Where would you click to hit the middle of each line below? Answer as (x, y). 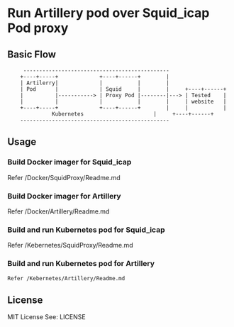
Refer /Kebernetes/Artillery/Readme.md (66, 278)
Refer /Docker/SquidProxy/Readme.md (64, 177)
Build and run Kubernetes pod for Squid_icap (86, 230)
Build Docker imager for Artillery (65, 196)
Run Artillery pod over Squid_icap (108, 13)
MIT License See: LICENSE (47, 317)
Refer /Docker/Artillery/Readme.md (58, 211)
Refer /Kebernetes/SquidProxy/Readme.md (70, 245)
